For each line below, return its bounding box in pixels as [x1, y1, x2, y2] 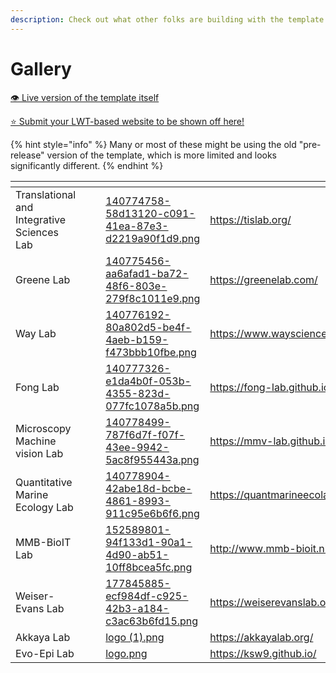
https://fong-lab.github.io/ [209, 380, 334, 394]
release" [10, 149, 45, 161]
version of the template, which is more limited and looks [46, 149, 278, 161]
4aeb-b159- [105, 332, 169, 346]
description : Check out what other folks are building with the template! [10, 14, 329, 25]
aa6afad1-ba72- [105, 266, 189, 280]
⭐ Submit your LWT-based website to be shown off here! [10, 115, 245, 127]
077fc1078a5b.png [105, 399, 200, 413]
